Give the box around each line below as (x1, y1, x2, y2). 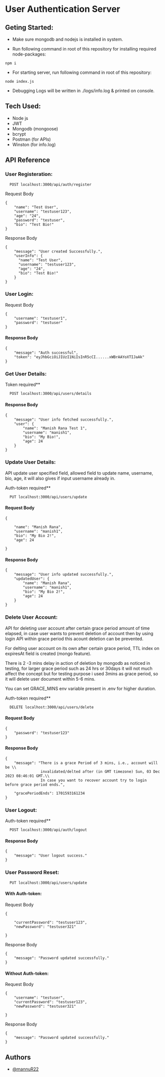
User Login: (5, 291, 34, 298)
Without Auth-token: (5, 970, 49, 976)
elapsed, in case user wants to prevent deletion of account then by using (5, 630, 154, 636)
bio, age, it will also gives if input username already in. (5, 475, 116, 481)
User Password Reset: (5, 869, 59, 876)
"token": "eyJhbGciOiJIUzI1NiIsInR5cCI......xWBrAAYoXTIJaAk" (14, 355, 145, 360)
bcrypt (12, 131, 26, 137)
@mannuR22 (12, 1066, 39, 1072)
